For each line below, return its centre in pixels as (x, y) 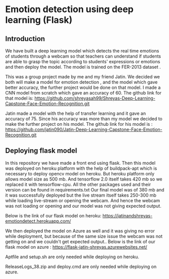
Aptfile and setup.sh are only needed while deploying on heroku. (72, 257)
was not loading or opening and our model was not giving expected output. (83, 206)
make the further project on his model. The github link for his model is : (79, 124)
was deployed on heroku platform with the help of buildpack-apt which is (81, 168)
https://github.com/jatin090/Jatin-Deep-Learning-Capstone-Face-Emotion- (84, 129)
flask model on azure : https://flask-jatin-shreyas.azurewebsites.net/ (76, 247)
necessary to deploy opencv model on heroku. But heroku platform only (80, 173)
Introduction (25, 39)
